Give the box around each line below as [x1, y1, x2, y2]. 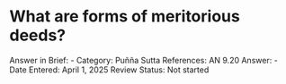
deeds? [9, 25, 67, 46]
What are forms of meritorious [9, 6, 240, 27]
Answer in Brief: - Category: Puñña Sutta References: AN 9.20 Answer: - [9, 55, 279, 65]
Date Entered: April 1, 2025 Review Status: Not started [9, 64, 210, 75]
